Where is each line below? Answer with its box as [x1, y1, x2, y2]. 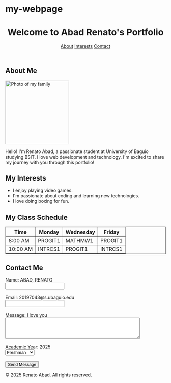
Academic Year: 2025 [5, 344, 51, 350]
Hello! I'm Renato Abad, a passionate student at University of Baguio [5, 148, 149, 155]
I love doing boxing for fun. [12, 198, 70, 205]
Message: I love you [5, 312, 47, 318]
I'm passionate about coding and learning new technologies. [12, 193, 140, 199]
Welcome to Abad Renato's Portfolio [7, 27, 164, 38]
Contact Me [5, 263, 43, 272]
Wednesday [65, 228, 95, 236]
